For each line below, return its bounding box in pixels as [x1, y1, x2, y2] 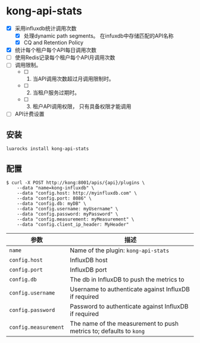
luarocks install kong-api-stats [6, 146, 89, 152]
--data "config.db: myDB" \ [17, 201, 86, 207]
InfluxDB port [70, 266, 107, 274]
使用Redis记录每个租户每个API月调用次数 [14, 54, 115, 61]
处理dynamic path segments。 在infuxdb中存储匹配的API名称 [23, 32, 174, 39]
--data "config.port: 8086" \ [17, 195, 92, 201]
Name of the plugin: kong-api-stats [70, 246, 170, 255]
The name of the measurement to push [70, 320, 179, 327]
